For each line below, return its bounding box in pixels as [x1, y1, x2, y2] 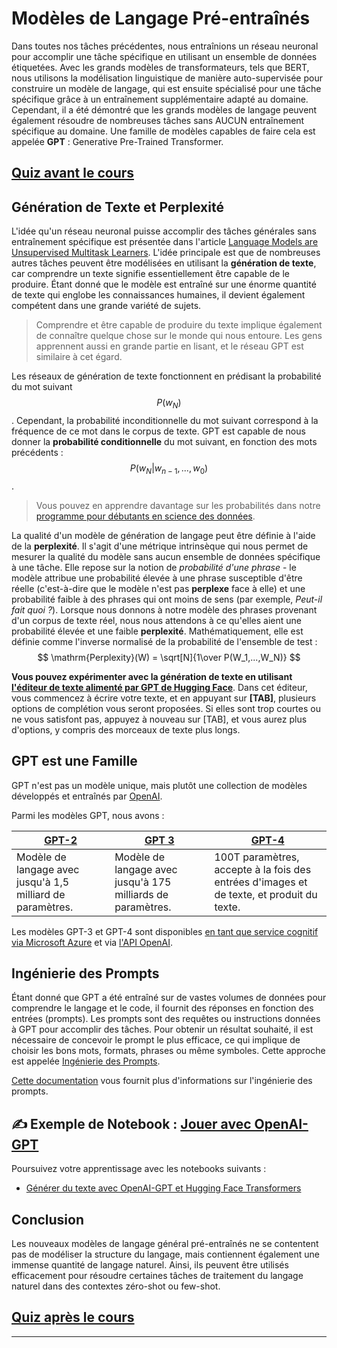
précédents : [11, 446, 64, 458]
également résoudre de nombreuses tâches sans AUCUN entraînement [11, 114, 305, 126]
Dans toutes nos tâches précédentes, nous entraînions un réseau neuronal [11, 40, 319, 52]
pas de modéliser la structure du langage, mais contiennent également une [11, 1248, 320, 1260]
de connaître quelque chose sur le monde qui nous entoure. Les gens [35, 330, 323, 342]
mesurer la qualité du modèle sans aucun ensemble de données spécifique [11, 550, 321, 562]
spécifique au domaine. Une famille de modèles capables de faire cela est [11, 125, 316, 137]
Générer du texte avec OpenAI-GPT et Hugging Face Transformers [25, 1182, 302, 1194]
